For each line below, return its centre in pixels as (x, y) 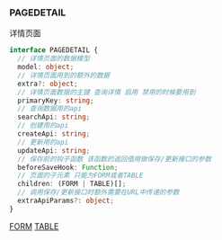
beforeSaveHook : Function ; (68, 167)
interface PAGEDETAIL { (54, 50)
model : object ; (46, 67)
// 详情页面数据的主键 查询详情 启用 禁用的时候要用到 (107, 92)
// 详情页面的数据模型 (53, 59)
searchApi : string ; (54, 117)
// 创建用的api (43, 126)
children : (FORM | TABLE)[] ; (72, 184)
